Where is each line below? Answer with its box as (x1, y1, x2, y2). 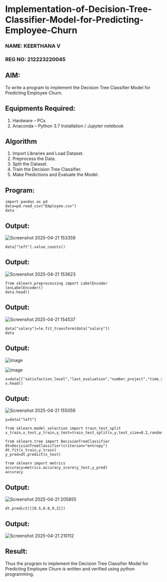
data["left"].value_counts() (5, 244, 66, 250)
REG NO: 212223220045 (5, 56, 66, 63)
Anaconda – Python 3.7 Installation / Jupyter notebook (12, 123, 124, 129)
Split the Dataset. (12, 161, 48, 167)
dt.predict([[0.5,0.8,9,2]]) (5, 506, 66, 511)
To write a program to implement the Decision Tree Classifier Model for (5, 84, 151, 90)
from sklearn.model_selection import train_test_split (5, 426, 121, 431)
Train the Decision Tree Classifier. (12, 166, 82, 173)
